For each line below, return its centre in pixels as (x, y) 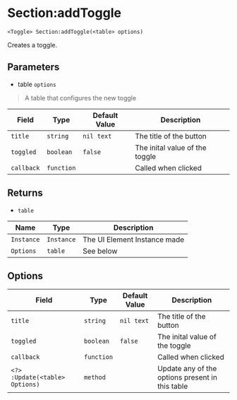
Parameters (34, 67)
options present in (187, 377)
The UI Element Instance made (133, 240)
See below (100, 251)
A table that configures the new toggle (80, 98)
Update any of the (187, 369)
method (95, 377)
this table (173, 387)
